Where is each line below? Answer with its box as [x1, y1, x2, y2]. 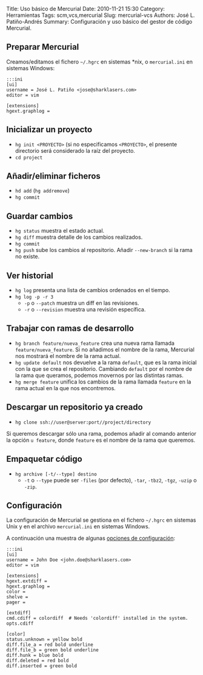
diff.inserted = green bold [6, 663, 78, 669]
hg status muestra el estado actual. [15, 227, 105, 234]
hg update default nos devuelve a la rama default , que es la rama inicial [15, 359, 197, 366]
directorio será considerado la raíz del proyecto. [15, 147, 135, 154]
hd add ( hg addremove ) [15, 187, 70, 195]
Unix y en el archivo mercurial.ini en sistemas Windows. [6, 523, 150, 530]
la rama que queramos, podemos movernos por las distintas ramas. [15, 371, 184, 379]
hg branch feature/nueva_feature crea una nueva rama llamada [15, 339, 175, 347]
